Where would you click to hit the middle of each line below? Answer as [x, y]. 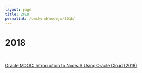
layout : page [18, 9]
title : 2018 [17, 14]
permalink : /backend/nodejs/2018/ [40, 18]
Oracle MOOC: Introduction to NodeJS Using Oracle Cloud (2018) [71, 66]
